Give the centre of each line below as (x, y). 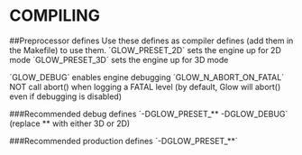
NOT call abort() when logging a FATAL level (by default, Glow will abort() (145, 87)
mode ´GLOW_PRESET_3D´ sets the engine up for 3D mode (119, 59)
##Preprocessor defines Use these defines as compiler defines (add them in (151, 41)
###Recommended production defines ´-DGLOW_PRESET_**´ (124, 141)
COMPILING (55, 16)
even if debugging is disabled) (66, 96)
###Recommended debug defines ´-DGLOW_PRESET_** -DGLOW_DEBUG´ (149, 114)
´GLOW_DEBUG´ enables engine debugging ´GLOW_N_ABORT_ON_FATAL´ (147, 77)
